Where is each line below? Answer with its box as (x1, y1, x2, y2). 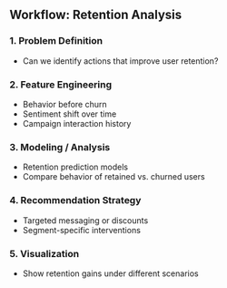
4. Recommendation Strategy (9, 194, 142, 207)
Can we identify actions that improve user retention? (22, 55, 219, 67)
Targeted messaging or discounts (22, 214, 149, 226)
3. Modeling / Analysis (9, 140, 111, 153)
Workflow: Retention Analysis (9, 7, 183, 23)
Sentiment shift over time (22, 108, 117, 119)
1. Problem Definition (9, 35, 103, 47)
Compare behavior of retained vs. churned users (22, 171, 206, 182)
